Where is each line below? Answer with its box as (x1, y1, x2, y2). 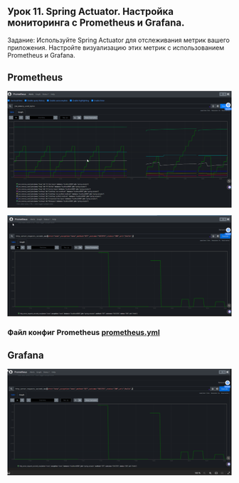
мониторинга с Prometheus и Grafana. (7, 17, 185, 29)
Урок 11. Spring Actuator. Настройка (7, 6, 174, 18)
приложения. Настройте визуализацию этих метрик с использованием (7, 43, 225, 52)
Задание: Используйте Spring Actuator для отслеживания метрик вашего (7, 36, 230, 44)
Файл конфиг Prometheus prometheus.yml (7, 327, 160, 337)
